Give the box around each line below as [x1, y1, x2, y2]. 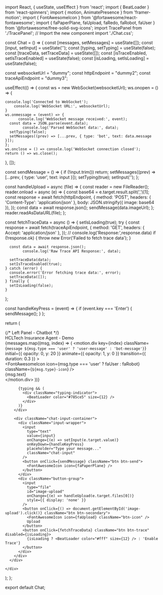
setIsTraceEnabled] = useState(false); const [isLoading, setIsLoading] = [5, 55, 149, 61]
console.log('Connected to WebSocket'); [5, 100, 89, 104]
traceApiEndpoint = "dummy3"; [5, 76, 68, 81]
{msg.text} [5, 371, 26, 377]
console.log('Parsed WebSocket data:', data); [22, 125, 119, 130]
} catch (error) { [5, 266, 42, 271]
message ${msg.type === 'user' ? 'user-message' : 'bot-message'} [6, 346, 145, 351]
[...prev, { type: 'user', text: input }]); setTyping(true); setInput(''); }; [5, 174, 140, 180]
